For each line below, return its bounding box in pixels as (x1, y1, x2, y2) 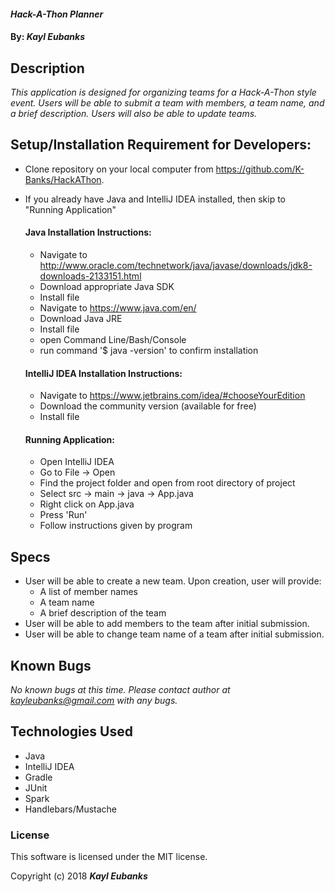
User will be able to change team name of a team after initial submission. (24, 628, 325, 640)
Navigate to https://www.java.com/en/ (39, 302, 197, 314)
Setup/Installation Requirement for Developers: (10, 136, 312, 154)
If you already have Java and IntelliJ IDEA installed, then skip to (24, 193, 286, 205)
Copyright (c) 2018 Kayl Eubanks (10, 870, 148, 882)
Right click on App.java (39, 498, 135, 510)
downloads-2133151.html (39, 270, 142, 282)
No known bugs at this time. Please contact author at (10, 684, 231, 696)
